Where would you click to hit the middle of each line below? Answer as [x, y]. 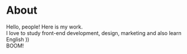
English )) [18, 39]
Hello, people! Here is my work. [45, 27]
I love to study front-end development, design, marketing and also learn [94, 33]
